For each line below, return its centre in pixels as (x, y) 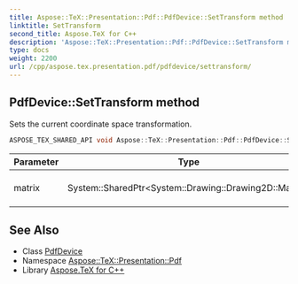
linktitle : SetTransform (55, 26)
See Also (34, 230)
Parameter (36, 162)
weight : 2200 (33, 58)
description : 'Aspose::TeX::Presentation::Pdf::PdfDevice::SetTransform (146, 42)
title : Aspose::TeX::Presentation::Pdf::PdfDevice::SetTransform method (146, 17)
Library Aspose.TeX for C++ (73, 270)
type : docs (29, 50)
